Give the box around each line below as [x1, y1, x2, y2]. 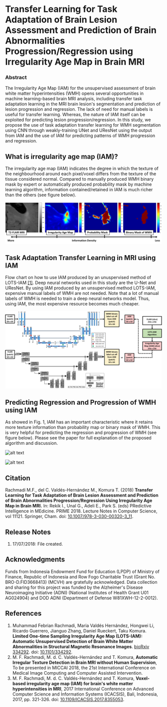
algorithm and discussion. [5, 440, 58, 446]
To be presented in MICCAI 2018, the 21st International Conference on [12, 664, 156, 671]
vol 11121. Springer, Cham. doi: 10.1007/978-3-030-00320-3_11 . [5, 513, 134, 519]
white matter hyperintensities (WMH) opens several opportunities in [5, 90, 144, 96]
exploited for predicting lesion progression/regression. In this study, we [5, 117, 151, 123]
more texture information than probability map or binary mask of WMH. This [5, 424, 161, 430]
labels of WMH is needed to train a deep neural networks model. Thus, [5, 295, 150, 301]
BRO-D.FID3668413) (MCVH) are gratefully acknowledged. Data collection [5, 579, 158, 585]
